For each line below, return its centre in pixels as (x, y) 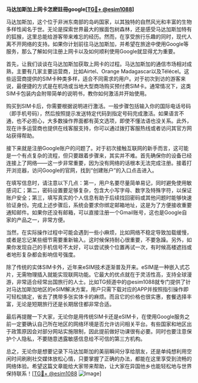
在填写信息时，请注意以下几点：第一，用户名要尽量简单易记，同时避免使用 (96, 183)
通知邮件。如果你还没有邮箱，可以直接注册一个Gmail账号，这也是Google (94, 212)
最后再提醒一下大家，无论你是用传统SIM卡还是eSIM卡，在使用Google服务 (95, 317)
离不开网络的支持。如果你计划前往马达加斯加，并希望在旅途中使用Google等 (98, 44)
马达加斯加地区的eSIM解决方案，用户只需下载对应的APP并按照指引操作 (97, 289)
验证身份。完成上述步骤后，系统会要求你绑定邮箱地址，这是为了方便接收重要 (99, 205)
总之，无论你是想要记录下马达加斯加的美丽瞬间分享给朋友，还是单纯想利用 (96, 351)
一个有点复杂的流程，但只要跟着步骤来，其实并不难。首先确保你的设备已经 (101, 155)
